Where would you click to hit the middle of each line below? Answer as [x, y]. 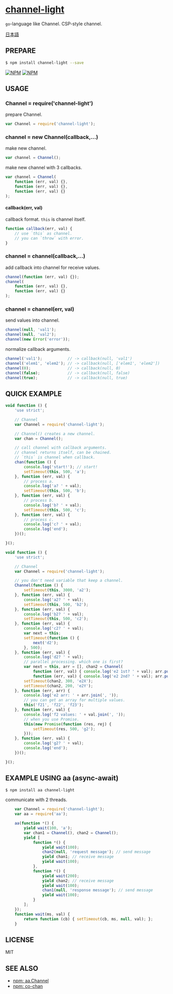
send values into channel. [32, 321]
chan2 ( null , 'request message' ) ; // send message [96, 852]
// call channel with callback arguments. [61, 448]
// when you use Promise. [52, 719]
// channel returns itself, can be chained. [63, 453]
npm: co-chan [28, 986]
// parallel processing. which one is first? [74, 662]
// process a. [39, 481]
